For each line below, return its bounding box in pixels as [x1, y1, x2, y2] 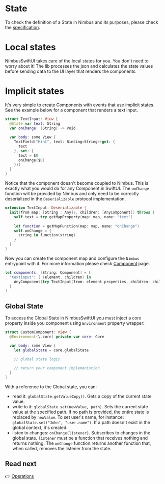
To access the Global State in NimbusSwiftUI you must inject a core [5, 315, 141, 321]
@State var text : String [9, 121, 60, 126]
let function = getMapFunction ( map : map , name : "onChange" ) [14, 224, 139, 228]
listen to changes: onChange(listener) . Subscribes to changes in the [12, 430, 151, 435]
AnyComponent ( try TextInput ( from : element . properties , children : [14, 279, 151, 284]
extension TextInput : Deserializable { [5, 205, 87, 210]
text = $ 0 [18, 153, 38, 158]
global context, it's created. [12, 425, 68, 430]
